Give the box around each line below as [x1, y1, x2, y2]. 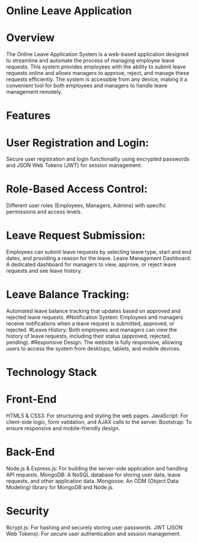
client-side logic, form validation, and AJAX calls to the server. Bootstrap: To [6, 418, 192, 426]
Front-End [6, 392, 57, 406]
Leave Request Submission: [6, 229, 146, 243]
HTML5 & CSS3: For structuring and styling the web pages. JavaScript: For [6, 412, 189, 420]
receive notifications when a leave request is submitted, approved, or [6, 320, 175, 327]
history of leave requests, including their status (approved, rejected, [6, 332, 171, 340]
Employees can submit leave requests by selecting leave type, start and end [6, 248, 192, 256]
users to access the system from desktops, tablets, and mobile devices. [6, 345, 181, 352]
